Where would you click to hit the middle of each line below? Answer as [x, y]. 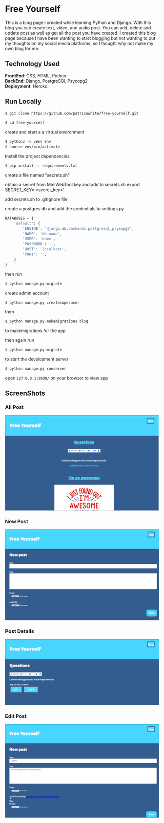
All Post [14, 407]
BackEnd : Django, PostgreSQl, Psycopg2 [46, 81]
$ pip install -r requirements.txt [41, 166]
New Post [17, 521]
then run [14, 274]
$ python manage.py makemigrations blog [47, 321]
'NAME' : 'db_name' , [42, 234]
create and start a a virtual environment [45, 132]
